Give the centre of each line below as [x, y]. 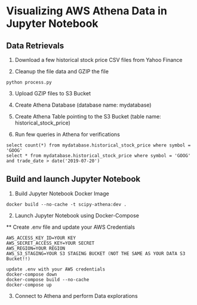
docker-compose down [32, 274]
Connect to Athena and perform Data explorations [76, 295]
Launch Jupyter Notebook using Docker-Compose [77, 215]
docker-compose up [29, 285]
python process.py [29, 82]
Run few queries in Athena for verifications [67, 134]
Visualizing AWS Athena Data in [87, 11]
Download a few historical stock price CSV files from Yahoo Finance [98, 60]
